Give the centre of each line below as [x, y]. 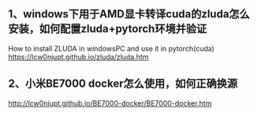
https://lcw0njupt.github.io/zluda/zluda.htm [79, 57]
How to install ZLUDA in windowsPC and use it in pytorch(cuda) [111, 48]
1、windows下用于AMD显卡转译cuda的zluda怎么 [129, 14]
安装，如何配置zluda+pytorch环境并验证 [108, 29]
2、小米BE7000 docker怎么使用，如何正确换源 [123, 84]
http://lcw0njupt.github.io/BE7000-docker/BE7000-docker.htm [110, 103]
